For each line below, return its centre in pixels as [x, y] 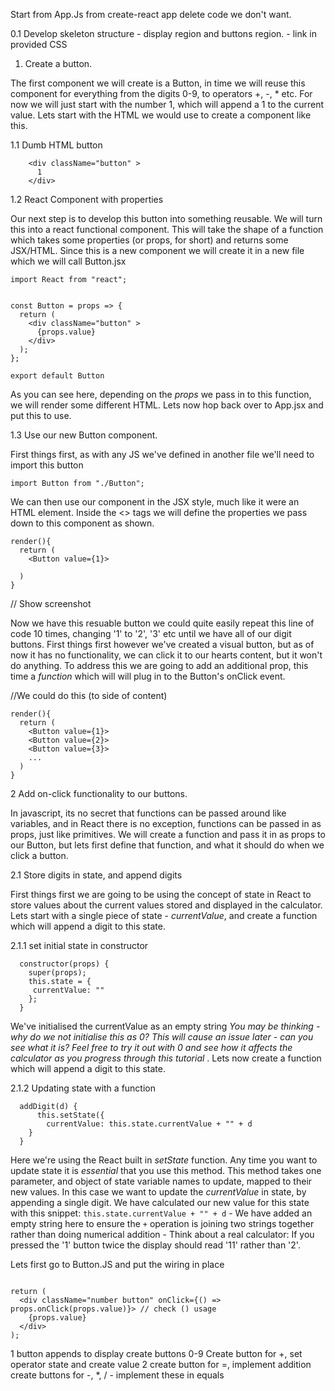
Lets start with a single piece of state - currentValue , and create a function [164, 915]
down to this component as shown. [82, 523]
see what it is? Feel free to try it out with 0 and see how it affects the [151, 1047]
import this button [47, 465]
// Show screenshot [51, 603]
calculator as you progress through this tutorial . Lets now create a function [166, 1058]
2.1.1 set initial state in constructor [79, 945]
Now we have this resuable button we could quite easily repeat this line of [162, 623]
